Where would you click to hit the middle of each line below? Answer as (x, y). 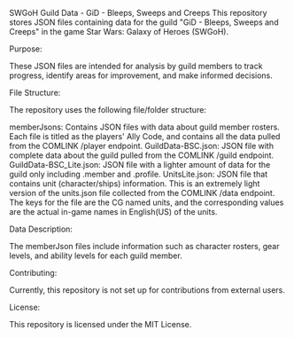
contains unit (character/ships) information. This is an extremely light (135, 184)
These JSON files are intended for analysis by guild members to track (136, 66)
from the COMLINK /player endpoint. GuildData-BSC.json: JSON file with (142, 146)
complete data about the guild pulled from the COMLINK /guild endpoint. (142, 155)
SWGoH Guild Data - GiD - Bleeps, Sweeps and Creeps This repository (138, 13)
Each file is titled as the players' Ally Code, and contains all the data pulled (145, 136)
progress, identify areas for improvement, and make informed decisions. (141, 75)
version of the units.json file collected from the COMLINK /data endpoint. (142, 193)
